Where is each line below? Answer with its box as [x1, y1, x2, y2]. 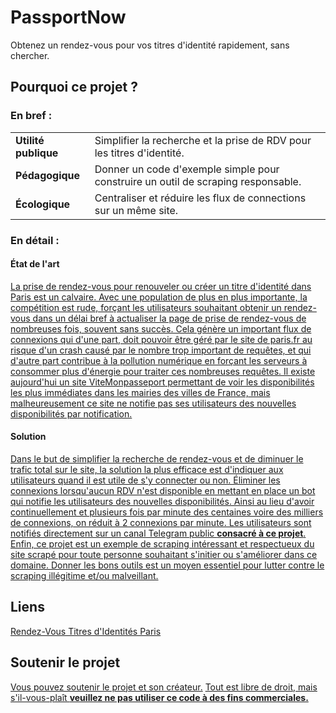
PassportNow [10, 6, 127, 29]
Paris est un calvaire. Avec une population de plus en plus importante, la [10, 291, 308, 303]
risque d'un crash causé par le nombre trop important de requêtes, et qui [10, 344, 312, 356]
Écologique [15, 197, 71, 211]
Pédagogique [15, 168, 81, 182]
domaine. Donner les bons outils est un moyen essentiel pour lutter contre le [10, 559, 325, 571]
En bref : [10, 109, 53, 123]
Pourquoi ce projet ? [10, 79, 138, 96]
